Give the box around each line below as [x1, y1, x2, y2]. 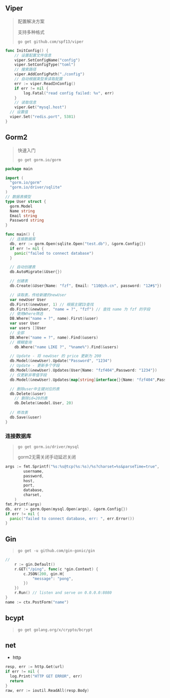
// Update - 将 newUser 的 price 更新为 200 [10, 353, 101, 359]
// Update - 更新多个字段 [10, 363, 60, 368]
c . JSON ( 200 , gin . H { [23, 571, 65, 576]
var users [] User [10, 325, 47, 330]
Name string [10, 208, 35, 214]
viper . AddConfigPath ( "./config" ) [14, 72, 85, 77]
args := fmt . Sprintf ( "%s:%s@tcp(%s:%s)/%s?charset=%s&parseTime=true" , [5, 464, 159, 469]
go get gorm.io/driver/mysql [17, 444, 79, 449]
